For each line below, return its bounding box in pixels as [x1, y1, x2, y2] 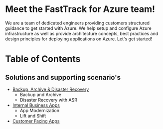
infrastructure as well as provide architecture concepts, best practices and [5, 30, 159, 36]
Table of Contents [5, 53, 81, 65]
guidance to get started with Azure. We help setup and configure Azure [5, 25, 152, 31]
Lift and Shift [19, 113, 46, 119]
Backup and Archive [19, 91, 61, 98]
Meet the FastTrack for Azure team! [5, 3, 156, 15]
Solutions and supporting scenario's [5, 73, 121, 82]
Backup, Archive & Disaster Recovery [12, 86, 89, 92]
